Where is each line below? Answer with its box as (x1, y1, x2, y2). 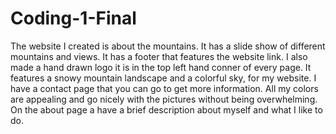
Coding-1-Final (10, 7, 137, 30)
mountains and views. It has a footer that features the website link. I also (10, 50, 308, 62)
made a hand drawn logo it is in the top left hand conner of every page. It (10, 61, 312, 73)
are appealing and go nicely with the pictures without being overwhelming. (10, 93, 318, 105)
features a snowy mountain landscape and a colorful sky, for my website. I (10, 72, 317, 84)
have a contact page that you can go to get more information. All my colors (10, 82, 319, 94)
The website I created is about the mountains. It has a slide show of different (10, 40, 326, 52)
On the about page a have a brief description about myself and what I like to (10, 103, 323, 116)
